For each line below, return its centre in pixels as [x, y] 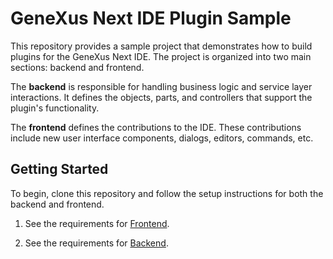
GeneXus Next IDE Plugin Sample [151, 18]
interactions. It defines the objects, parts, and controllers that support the [161, 97]
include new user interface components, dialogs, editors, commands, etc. [162, 138]
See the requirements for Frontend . [97, 223]
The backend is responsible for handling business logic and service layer [161, 86]
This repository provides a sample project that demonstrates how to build [161, 46]
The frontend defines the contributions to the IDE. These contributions [156, 127]
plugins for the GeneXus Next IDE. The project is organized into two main [161, 56]
